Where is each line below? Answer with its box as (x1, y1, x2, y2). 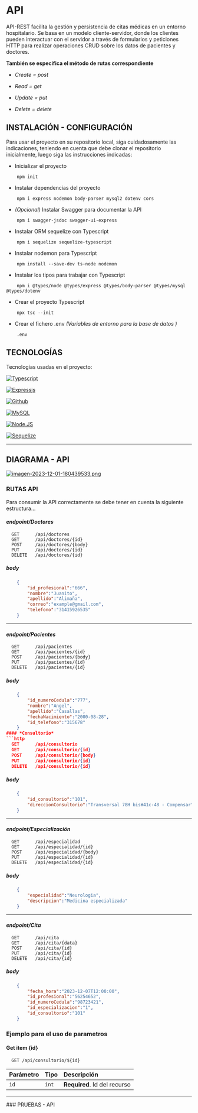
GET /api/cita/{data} (11, 940, 78, 946)
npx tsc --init (16, 310, 54, 316)
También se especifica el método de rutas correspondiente (6, 60, 154, 67)
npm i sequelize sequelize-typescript (16, 239, 112, 245)
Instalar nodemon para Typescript (14, 249, 97, 257)
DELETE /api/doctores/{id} (11, 552, 83, 558)
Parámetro (9, 1070, 39, 1079)
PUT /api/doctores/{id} (11, 547, 83, 553)
